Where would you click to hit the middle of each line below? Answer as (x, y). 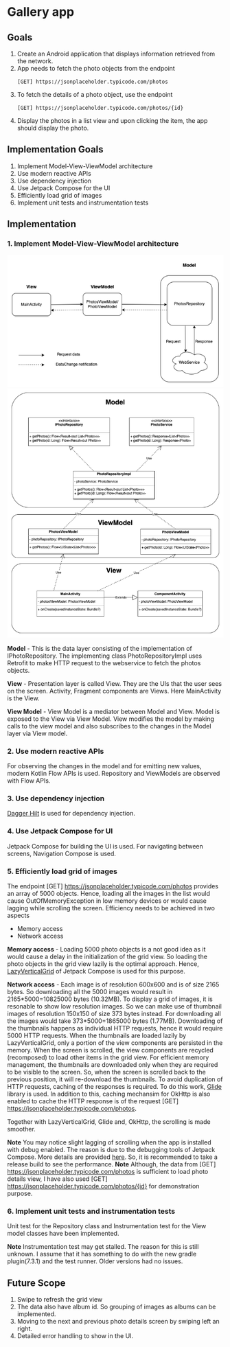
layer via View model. (37, 733)
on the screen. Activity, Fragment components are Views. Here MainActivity (114, 691)
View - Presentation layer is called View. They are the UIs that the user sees (115, 683)
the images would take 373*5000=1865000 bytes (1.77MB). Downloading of (115, 1021)
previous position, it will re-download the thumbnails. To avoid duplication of (115, 1079)
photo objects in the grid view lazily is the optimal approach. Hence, (103, 964)
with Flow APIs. (29, 781)
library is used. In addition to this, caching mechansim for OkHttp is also (109, 1094)
